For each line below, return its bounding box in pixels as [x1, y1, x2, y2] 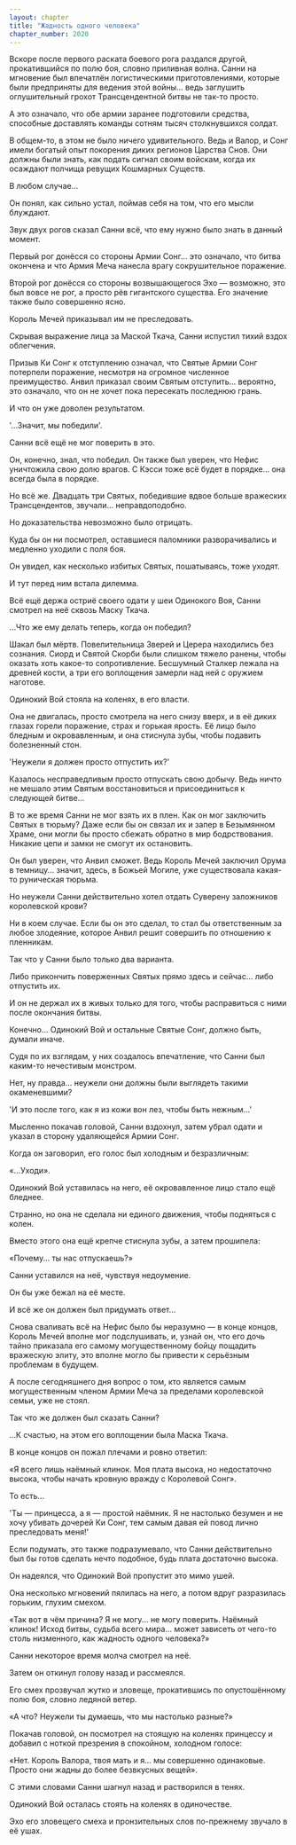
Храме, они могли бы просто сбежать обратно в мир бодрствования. [9, 828, 274, 839]
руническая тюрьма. [19, 875, 99, 885]
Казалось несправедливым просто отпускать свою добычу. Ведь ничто [9, 773, 282, 785]
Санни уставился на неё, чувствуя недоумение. [9, 1270, 191, 1281]
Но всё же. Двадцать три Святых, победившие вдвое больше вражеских [9, 491, 287, 501]
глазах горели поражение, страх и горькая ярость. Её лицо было [9, 720, 257, 732]
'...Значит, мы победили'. [9, 420, 103, 431]
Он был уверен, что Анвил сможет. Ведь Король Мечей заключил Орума [9, 855, 286, 866]
